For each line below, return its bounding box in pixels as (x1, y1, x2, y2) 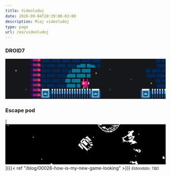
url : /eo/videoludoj (5, 30, 49, 35)
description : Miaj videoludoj (5, 19, 70, 24)
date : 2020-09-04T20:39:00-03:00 (5, 13, 76, 19)
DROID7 (5, 47, 25, 54)
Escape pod (5, 107, 35, 114)
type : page (5, 24, 28, 30)
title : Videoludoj (5, 8, 44, 13)
